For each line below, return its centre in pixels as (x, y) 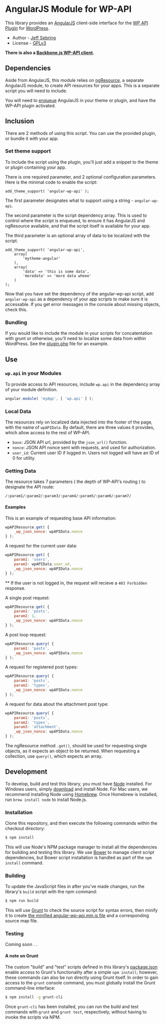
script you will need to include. (36, 91)
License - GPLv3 (29, 43)
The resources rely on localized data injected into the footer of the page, (79, 422)
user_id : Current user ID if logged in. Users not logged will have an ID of (86, 453)
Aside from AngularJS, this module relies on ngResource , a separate (75, 80)
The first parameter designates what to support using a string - (69, 200)
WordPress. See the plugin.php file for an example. (57, 344)
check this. (16, 309)
